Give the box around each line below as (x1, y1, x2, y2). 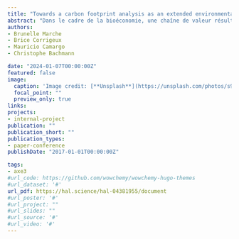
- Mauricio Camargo (7, 43, 65, 50)
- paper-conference (7, 142, 65, 149)
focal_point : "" (14, 89, 62, 96)
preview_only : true (14, 96, 72, 103)
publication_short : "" (7, 128, 75, 135)
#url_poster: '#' (7, 194, 59, 201)
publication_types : (7, 135, 65, 143)
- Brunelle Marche (7, 30, 62, 38)
